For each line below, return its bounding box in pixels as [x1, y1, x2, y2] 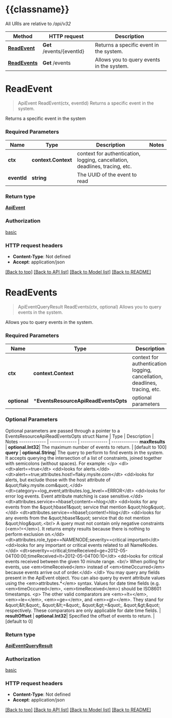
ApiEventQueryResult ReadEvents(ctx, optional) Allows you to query [17, 304, 162, 310]
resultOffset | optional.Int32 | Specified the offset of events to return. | [5, 612, 155, 619]
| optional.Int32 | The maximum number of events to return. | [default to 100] [5, 444, 167, 450]
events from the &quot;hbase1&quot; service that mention [5, 504, 127, 510]
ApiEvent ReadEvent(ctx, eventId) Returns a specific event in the [17, 100, 154, 106]
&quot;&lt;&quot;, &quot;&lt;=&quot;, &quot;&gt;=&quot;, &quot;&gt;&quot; [5, 602, 160, 608]
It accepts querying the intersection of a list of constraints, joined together [5, 455, 162, 461]
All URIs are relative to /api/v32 [5, 20, 71, 27]
